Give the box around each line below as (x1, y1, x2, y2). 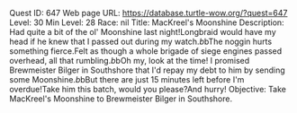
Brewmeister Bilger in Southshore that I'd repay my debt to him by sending (9, 65, 285, 75)
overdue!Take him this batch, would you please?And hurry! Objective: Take (9, 84, 286, 94)
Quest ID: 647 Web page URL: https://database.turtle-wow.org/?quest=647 (9, 8, 288, 18)
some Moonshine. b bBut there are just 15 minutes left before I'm (9, 74, 245, 84)
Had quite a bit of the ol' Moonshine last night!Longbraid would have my (9, 27, 276, 37)
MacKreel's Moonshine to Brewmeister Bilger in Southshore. (9, 93, 232, 104)
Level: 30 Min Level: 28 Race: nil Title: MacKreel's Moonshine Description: (9, 17, 285, 28)
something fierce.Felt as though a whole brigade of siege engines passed (9, 46, 283, 56)
